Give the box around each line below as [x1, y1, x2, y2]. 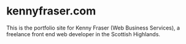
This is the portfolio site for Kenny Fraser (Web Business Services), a [6, 24, 180, 31]
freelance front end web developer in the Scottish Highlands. [6, 30, 161, 37]
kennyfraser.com [6, 4, 96, 18]
